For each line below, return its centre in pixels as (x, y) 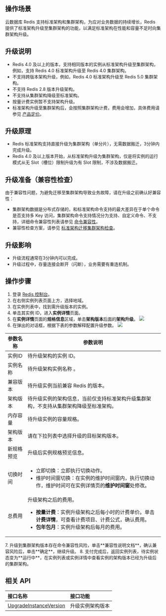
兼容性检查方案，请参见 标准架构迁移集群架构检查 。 (65, 228)
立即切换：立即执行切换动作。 (70, 471)
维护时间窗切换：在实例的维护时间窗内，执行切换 (93, 478)
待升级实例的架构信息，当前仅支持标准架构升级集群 (87, 399)
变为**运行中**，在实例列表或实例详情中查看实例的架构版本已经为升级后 (83, 557)
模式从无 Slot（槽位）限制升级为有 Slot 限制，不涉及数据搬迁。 (76, 162)
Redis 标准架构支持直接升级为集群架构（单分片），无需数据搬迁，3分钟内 (86, 144)
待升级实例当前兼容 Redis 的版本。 (67, 385)
